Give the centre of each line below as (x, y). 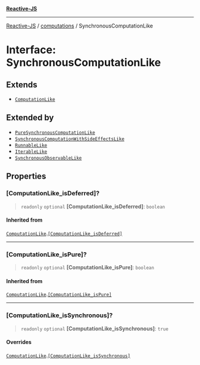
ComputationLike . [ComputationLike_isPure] (59, 295)
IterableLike (31, 152)
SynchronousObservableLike (48, 158)
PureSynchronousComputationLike (55, 133)
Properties (26, 177)
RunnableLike (31, 145)
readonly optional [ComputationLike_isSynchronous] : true (94, 329)
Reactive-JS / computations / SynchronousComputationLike (80, 26)
